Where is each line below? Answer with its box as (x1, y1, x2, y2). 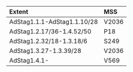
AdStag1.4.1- (9, 57, 49, 64)
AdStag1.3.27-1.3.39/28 (9, 47, 82, 55)
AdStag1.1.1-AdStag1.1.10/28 (9, 18, 98, 26)
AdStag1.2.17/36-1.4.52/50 (9, 27, 92, 35)
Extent (9, 8, 29, 15)
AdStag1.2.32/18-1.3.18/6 (9, 37, 88, 45)
